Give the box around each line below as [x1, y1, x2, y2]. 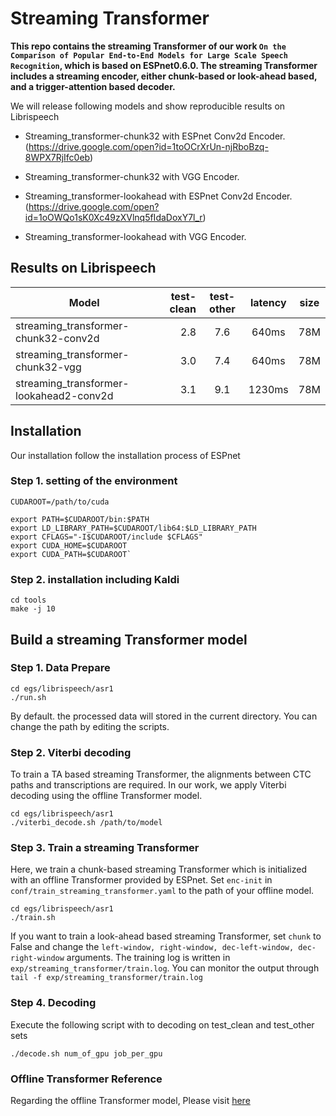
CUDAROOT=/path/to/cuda [10, 497, 110, 507]
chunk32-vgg [15, 360, 82, 374]
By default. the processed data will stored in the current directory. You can [10, 710, 318, 722]
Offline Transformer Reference [10, 1072, 163, 1086]
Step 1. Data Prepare [10, 661, 111, 675]
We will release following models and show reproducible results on [10, 100, 286, 112]
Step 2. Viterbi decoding [10, 745, 132, 759]
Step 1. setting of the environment [10, 474, 178, 488]
